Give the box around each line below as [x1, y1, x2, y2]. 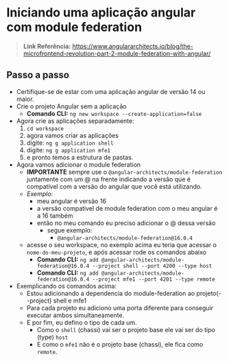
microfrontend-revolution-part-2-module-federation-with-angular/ [23, 49, 211, 58]
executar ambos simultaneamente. [26, 311, 125, 319]
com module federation [6, 19, 142, 35]
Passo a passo [6, 69, 70, 81]
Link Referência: [23, 42, 71, 50]
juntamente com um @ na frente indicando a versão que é [26, 175, 191, 183]
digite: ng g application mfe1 [26, 145, 111, 154]
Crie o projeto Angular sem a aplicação [16, 102, 127, 110]
